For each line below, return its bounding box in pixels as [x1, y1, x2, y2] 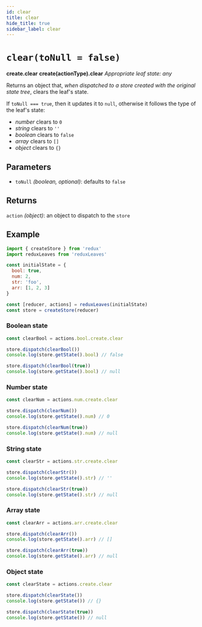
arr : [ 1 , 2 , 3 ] [12, 284, 50, 291]
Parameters [6, 162, 52, 172]
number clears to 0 [15, 118, 62, 125]
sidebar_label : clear [6, 26, 61, 32]
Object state [6, 567, 44, 576]
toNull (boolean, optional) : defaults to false [15, 178, 126, 185]
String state [6, 444, 42, 453]
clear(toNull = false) [6, 52, 121, 64]
